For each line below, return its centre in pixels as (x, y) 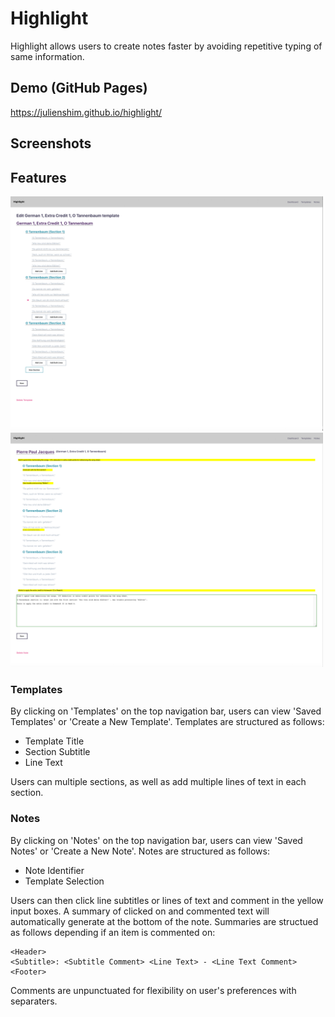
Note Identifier (54, 870)
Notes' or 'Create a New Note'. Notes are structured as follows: (140, 851)
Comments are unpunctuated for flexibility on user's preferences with (153, 990)
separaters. (34, 1001)
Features (38, 177)
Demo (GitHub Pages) (79, 88)
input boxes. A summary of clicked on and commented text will (140, 911)
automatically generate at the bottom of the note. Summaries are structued (164, 921)
